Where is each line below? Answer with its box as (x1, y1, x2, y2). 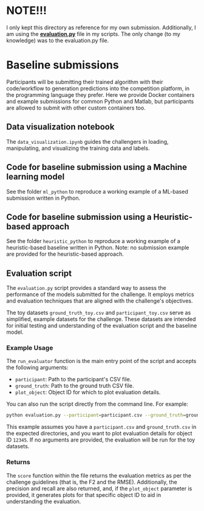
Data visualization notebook (6, 122, 115, 132)
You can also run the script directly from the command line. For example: (6, 400, 188, 408)
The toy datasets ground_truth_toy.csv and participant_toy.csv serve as (6, 309, 191, 317)
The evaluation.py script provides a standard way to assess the (6, 284, 166, 292)
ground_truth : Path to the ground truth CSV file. (15, 382, 134, 390)
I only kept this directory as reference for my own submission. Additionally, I (6, 24, 196, 31)
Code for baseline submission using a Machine (6, 162, 187, 172)
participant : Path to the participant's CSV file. (15, 376, 132, 383)
